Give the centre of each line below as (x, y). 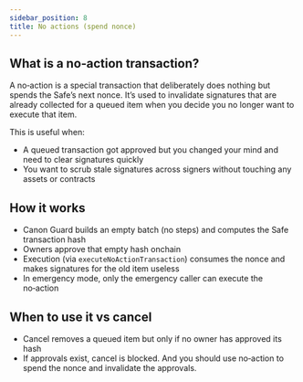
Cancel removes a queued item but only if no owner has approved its (152, 338)
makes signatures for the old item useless (101, 269)
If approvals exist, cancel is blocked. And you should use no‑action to (153, 358)
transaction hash (54, 239)
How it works (47, 208)
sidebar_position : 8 (49, 18)
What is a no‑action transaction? (104, 64)
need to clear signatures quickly (83, 160)
